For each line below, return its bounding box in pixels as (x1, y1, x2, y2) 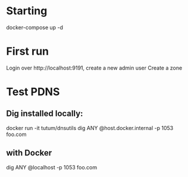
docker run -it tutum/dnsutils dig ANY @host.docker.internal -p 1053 (6, 124, 174, 131)
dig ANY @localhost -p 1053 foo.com (6, 163, 98, 170)
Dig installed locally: (6, 109, 83, 119)
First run (6, 45, 49, 58)
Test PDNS (6, 85, 60, 99)
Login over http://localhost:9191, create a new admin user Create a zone (6, 64, 183, 71)
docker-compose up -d (6, 24, 64, 31)
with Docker (6, 148, 52, 158)
